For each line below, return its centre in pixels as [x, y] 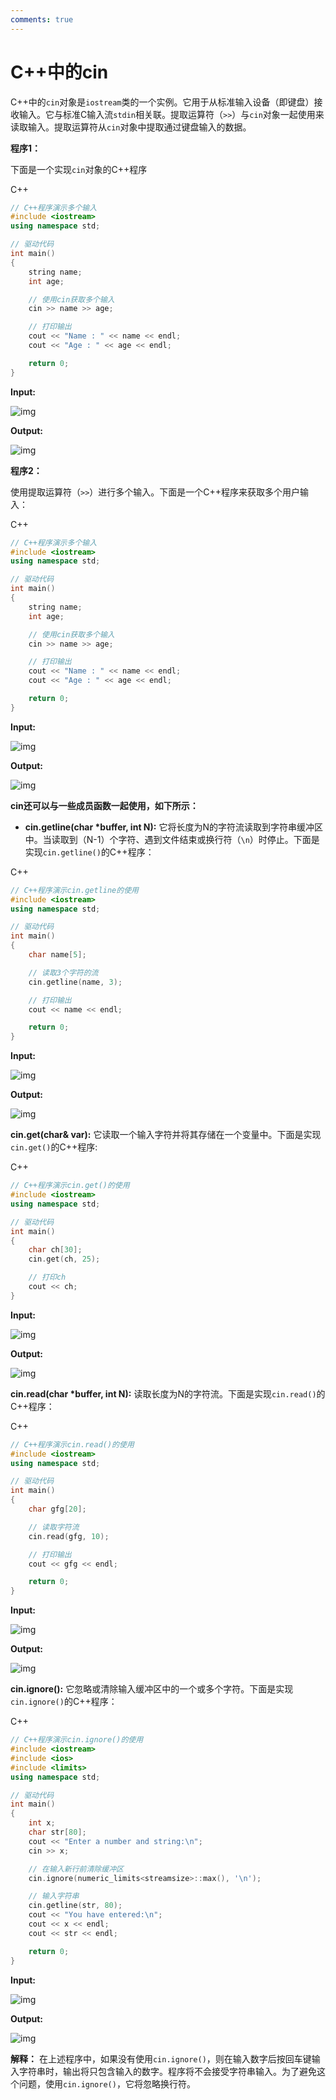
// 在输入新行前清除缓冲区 [76, 1869]
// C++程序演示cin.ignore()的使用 [77, 1740]
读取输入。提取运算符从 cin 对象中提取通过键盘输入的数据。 [131, 127]
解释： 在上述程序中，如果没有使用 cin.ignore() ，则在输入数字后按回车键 [161, 2058]
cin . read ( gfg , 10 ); [69, 1536]
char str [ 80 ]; [57, 1832]
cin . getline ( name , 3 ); [75, 982]
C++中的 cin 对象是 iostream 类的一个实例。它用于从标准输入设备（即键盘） [162, 102]
